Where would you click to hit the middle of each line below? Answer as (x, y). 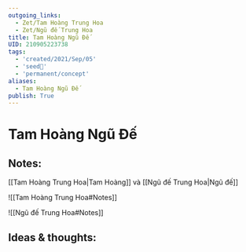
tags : (17, 52)
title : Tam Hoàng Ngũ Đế (49, 37)
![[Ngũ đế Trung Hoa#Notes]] (56, 213)
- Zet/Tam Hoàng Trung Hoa (59, 23)
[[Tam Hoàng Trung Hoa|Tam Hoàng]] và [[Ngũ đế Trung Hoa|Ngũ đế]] (123, 182)
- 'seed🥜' (31, 67)
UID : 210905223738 (38, 45)
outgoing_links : (35, 15)
